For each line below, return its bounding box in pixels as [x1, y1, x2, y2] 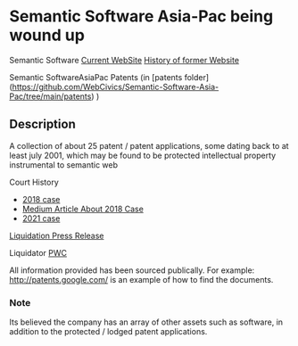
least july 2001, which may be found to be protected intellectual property [9, 150, 277, 161]
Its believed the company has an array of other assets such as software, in [9, 317, 284, 327]
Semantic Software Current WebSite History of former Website [9, 54, 239, 65]
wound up [9, 25, 85, 45]
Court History [9, 177, 60, 187]
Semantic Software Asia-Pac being [9, 6, 274, 27]
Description [9, 117, 76, 132]
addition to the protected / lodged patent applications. [9, 326, 208, 337]
